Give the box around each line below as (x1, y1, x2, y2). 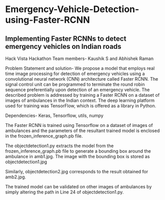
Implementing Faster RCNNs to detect (5, 34, 127, 43)
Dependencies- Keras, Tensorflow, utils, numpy (5, 112, 104, 118)
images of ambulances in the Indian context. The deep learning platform (5, 97, 155, 103)
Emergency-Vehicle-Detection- (5, 4, 139, 15)
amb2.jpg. (5, 174, 26, 180)
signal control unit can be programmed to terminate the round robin (5, 82, 145, 87)
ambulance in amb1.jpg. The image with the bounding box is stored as (5, 154, 150, 159)
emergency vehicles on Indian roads (5, 42, 122, 51)
